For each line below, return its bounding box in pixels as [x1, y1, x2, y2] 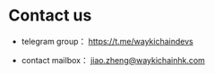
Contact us [8, 5, 92, 26]
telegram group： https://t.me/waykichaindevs [21, 36, 193, 46]
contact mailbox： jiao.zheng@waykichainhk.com [21, 54, 205, 65]
